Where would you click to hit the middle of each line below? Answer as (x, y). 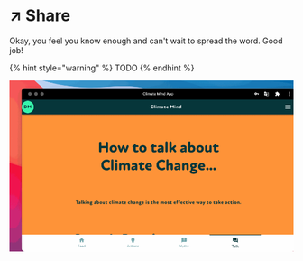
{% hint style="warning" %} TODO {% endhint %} (102, 68)
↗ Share (40, 16)
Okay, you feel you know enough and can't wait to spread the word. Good (146, 41)
